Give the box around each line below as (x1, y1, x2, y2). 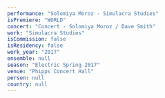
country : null (7, 81, 48, 88)
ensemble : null (7, 55, 51, 62)
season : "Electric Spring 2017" (7, 61, 100, 68)
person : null (7, 74, 45, 81)
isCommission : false (7, 36, 67, 43)
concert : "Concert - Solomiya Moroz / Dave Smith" (7, 23, 156, 30)
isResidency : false (7, 42, 64, 49)
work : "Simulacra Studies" (7, 29, 85, 37)
